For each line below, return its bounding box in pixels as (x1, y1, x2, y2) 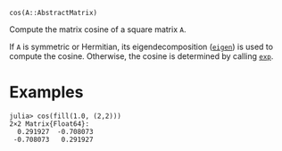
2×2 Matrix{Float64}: (9, 119, 90, 129)
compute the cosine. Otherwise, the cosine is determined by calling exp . (9, 51, 274, 62)
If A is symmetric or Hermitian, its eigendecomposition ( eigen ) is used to (9, 41, 274, 52)
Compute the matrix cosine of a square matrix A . (9, 24, 187, 35)
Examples (9, 82, 84, 103)
